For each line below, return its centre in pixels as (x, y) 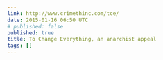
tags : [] (20, 46)
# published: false (35, 26)
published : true (31, 33)
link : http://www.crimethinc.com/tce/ (63, 13)
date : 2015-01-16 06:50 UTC (48, 20)
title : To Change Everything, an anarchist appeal (82, 39)
